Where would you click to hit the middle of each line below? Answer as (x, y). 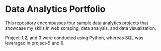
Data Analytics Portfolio (55, 9)
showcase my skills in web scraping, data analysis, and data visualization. (81, 28)
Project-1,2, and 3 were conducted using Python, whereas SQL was (74, 38)
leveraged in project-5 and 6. (35, 43)
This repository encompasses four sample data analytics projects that (77, 23)
